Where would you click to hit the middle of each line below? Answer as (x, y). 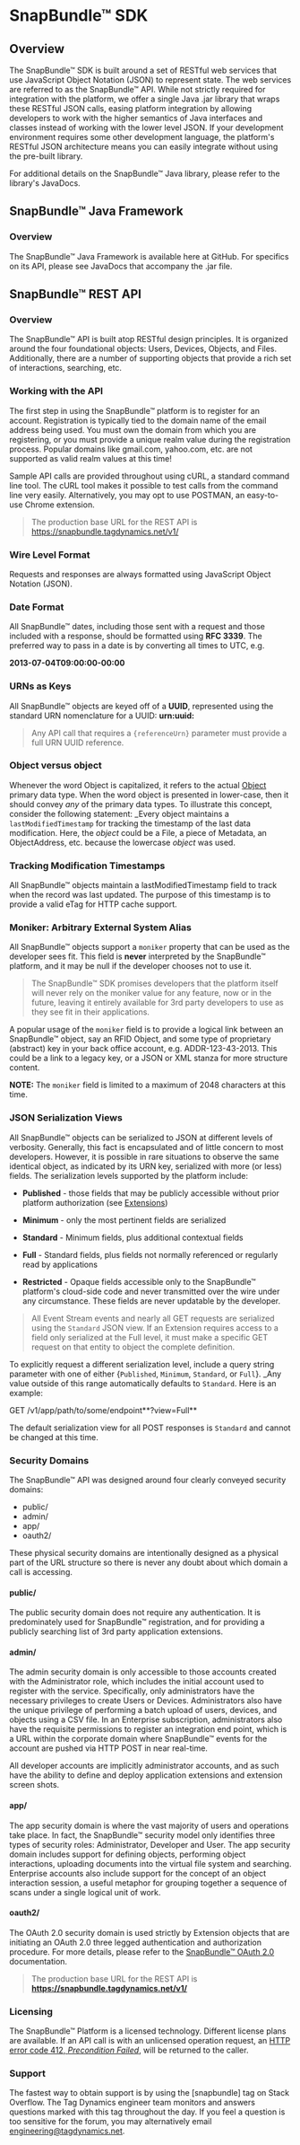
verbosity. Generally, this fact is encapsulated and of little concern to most (146, 1147)
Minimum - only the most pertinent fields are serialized (124, 1220)
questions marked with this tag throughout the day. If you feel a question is (147, 2112)
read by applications (60, 1264)
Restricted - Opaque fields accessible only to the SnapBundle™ (139, 1281)
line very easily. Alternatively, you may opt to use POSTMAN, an (127, 495)
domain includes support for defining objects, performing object (128, 1854)
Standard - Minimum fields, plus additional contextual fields (133, 1237)
